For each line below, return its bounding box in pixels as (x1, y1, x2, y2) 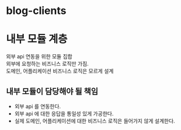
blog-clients (6, 4, 67, 17)
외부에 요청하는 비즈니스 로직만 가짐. (6, 60, 89, 68)
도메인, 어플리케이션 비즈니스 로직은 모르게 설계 (6, 68, 114, 75)
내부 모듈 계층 (6, 33, 68, 46)
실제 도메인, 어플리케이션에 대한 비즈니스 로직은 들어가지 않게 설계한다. (14, 117, 175, 124)
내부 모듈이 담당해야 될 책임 (6, 86, 98, 96)
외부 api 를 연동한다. (14, 103, 61, 110)
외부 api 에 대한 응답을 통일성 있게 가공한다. (14, 110, 114, 117)
